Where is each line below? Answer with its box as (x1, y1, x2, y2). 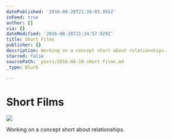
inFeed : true (6, 14, 39, 20)
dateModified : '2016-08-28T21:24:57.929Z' (6, 31, 113, 37)
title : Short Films (6, 36, 55, 42)
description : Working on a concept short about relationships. (6, 48, 167, 54)
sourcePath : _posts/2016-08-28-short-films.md (6, 58, 124, 64)
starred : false (6, 53, 44, 59)
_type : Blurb (6, 64, 39, 70)
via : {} (6, 25, 26, 32)
